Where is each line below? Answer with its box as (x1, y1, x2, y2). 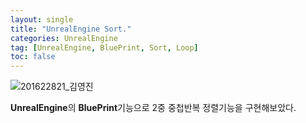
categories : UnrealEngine (10, 33, 118, 43)
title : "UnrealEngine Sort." (10, 24, 132, 34)
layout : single (10, 14, 74, 25)
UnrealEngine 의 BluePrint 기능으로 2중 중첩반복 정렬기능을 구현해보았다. (10, 102, 297, 114)
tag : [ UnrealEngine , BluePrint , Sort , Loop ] (10, 42, 199, 53)
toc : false (10, 52, 56, 62)
